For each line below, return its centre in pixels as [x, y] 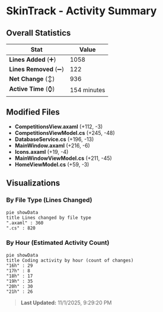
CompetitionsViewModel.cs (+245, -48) [65, 133]
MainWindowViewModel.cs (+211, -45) [63, 158]
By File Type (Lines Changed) [49, 200]
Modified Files [33, 112]
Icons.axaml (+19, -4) [41, 152]
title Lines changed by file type [49, 218]
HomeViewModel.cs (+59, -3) [52, 164]
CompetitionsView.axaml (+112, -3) [59, 127]
